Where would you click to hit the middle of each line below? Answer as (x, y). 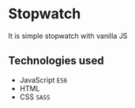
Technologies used (56, 61)
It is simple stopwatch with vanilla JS (68, 36)
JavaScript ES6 (43, 79)
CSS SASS (35, 97)
